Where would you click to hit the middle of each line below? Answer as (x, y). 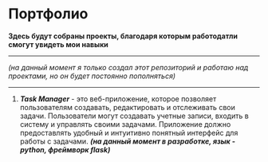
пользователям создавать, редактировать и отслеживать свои (127, 107)
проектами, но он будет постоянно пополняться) (92, 76)
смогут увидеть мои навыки (59, 44)
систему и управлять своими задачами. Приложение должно (125, 124)
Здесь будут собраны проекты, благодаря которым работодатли (123, 36)
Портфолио (48, 14)
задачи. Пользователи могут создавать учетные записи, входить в (134, 116)
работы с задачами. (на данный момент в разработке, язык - (128, 141)
